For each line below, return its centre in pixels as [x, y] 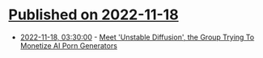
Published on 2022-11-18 [94, 15]
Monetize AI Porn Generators [68, 45]
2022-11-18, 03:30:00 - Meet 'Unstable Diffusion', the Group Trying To [137, 37]
